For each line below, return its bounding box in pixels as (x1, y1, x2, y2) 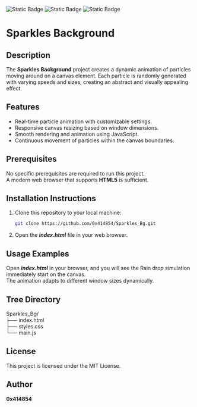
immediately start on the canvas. (6, 271, 86, 278)
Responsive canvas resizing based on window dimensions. (14, 124, 159, 131)
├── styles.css (6, 323, 43, 330)
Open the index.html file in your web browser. (14, 231, 128, 239)
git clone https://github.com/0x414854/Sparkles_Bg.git (14, 221, 156, 227)
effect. (6, 85, 23, 92)
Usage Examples (6, 249, 69, 259)
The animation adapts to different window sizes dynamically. (6, 277, 154, 284)
